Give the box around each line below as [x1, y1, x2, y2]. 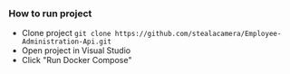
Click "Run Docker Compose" [21, 55, 132, 66]
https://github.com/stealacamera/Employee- [114, 30, 282, 39]
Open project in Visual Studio [21, 45, 131, 56]
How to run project [8, 7, 92, 20]
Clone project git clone [21, 28, 111, 39]
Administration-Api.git [21, 37, 112, 47]
